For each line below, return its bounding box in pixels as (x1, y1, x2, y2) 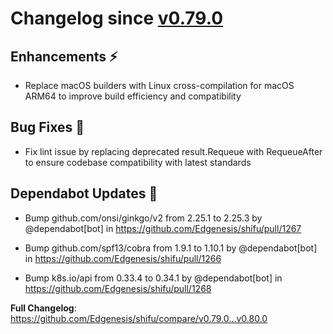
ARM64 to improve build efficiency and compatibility (24, 90, 242, 102)
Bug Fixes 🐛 (10, 119, 85, 136)
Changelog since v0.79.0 (10, 7, 224, 30)
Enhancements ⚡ (10, 48, 118, 65)
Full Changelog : (10, 302, 77, 314)
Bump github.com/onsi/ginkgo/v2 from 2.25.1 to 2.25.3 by (24, 212, 263, 224)
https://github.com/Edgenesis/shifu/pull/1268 (24, 282, 212, 294)
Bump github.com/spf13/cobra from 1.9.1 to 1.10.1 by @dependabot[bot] (24, 242, 318, 254)
